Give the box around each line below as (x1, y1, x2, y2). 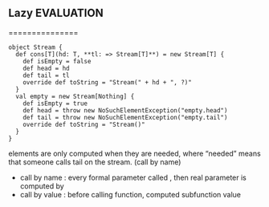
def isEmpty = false (22, 57, 92, 65)
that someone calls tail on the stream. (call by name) (8, 156, 181, 167)
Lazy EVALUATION (8, 6, 104, 20)
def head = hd (22, 64, 70, 72)
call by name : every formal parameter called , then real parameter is (19, 172, 247, 182)
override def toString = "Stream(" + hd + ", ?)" (22, 78, 193, 87)
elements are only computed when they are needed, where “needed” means (8, 148, 261, 158)
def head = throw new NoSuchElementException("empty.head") (22, 106, 228, 115)
